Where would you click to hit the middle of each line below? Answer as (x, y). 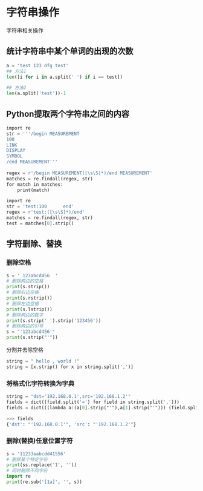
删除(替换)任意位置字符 (40, 441)
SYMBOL (14, 156)
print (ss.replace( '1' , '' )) (42, 465)
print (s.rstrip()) (29, 298)
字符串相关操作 (25, 30)
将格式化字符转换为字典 (40, 383)
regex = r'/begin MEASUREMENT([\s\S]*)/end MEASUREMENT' (79, 173)
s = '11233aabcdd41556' (36, 454)
